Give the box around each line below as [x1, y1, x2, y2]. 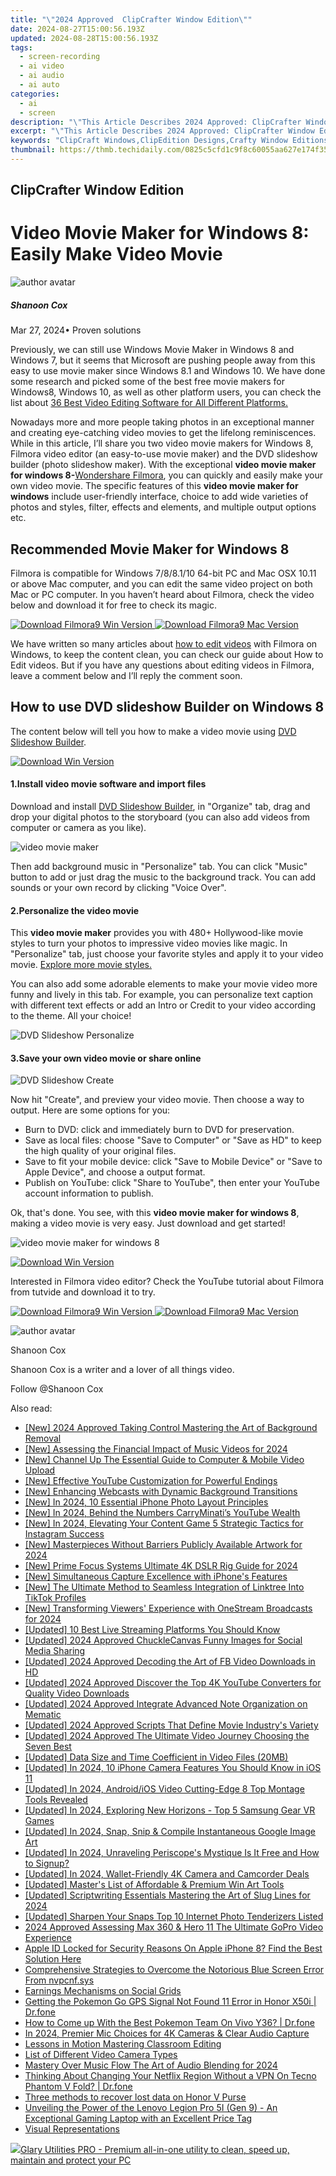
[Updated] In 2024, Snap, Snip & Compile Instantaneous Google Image [24, 1826, 316, 1838]
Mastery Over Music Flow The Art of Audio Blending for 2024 [24, 2059, 278, 2071]
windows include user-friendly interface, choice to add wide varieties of [10, 491, 309, 503]
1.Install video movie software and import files [10, 778, 207, 790]
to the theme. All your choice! [10, 1010, 132, 1022]
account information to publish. [24, 1187, 154, 1200]
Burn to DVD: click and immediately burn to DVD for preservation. [24, 1124, 295, 1136]
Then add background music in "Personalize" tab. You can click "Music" [10, 861, 308, 872]
